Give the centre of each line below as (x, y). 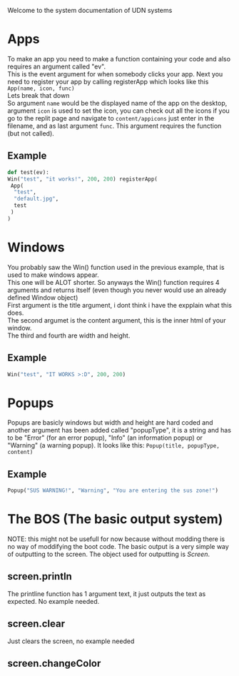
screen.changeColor (54, 663)
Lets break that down (39, 95)
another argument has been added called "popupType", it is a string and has (119, 430)
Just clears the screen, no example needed (71, 641)
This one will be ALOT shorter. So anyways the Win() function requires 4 (113, 282)
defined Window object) (43, 297)
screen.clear (36, 624)
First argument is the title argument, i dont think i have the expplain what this (119, 305)
